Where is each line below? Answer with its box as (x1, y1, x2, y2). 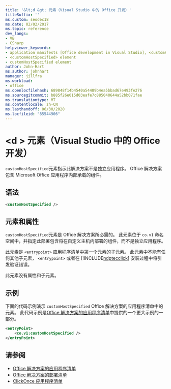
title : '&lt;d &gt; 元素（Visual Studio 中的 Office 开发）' (5, 7, 131, 13)
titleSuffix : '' (5, 12, 40, 17)
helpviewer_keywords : (5, 45, 51, 50)
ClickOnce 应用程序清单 (12, 378, 63, 384)
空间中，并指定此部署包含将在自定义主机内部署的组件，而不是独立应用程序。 (5, 238, 166, 244)
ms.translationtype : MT (5, 97, 56, 102)
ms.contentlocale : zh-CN (5, 102, 58, 107)
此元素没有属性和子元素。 (5, 273, 59, 279)
